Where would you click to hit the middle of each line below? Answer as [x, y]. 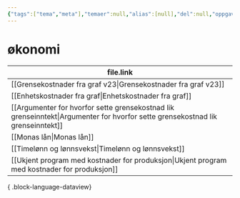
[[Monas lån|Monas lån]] [52, 137]
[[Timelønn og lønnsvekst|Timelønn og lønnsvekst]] [98, 149]
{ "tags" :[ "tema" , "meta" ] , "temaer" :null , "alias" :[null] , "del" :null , [110, 14]
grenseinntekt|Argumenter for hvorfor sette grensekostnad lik [114, 117]
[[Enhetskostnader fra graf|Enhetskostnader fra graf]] [101, 96]
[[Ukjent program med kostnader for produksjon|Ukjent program [119, 160]
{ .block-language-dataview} [50, 187]
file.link [120, 72]
